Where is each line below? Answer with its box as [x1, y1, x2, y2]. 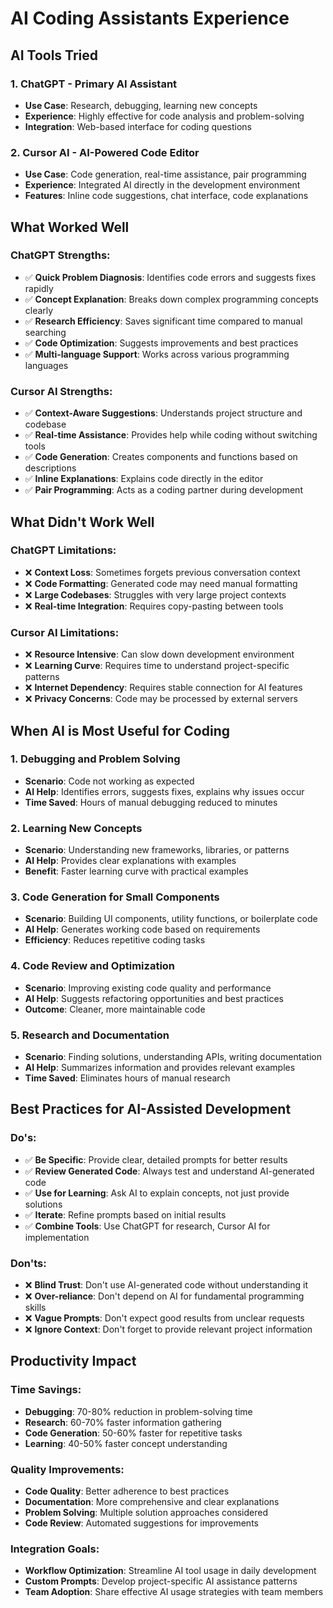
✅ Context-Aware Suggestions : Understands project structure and [24, 407, 303, 419]
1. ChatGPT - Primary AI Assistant [10, 77, 178, 91]
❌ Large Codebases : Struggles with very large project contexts [24, 588, 287, 601]
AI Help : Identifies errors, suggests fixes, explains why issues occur [24, 785, 305, 797]
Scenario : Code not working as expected [24, 775, 195, 787]
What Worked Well [10, 218, 130, 236]
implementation [24, 1231, 90, 1243]
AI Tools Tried [10, 47, 99, 64]
